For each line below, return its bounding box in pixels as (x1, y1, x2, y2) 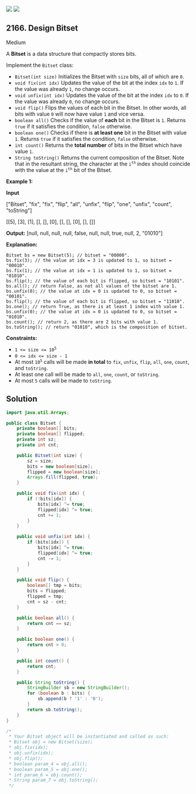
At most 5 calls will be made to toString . (14, 377, 113, 384)
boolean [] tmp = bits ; (27, 583, 83, 589)
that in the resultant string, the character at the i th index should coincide (14, 160, 191, 167)
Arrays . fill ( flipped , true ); (27, 474, 99, 481)
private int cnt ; (16, 442, 59, 448)
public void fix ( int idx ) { (16, 491, 85, 496)
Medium (6, 39, 26, 46)
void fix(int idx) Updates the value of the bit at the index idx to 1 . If (14, 79, 184, 86)
